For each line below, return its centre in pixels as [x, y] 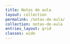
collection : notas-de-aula [34, 24]
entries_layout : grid [28, 29]
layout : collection [26, 15]
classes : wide [20, 33]
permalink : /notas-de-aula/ [35, 19]
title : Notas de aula [28, 10]
